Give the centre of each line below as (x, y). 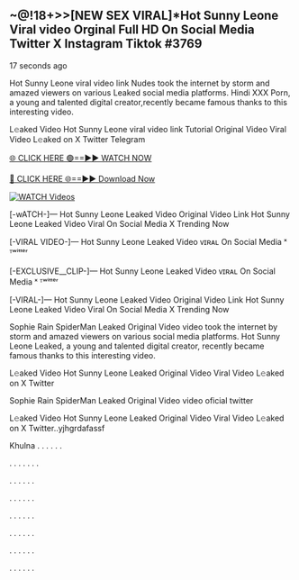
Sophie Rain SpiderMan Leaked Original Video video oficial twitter (131, 400)
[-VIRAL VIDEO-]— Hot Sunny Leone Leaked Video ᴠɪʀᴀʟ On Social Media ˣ (149, 241)
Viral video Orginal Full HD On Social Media (132, 30)
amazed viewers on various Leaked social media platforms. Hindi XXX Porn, (150, 92)
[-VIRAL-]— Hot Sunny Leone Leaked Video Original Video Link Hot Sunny (147, 299)
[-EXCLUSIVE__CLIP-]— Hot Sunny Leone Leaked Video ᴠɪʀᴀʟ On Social (143, 271)
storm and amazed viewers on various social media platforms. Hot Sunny (145, 336)
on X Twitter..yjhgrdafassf (57, 428)
